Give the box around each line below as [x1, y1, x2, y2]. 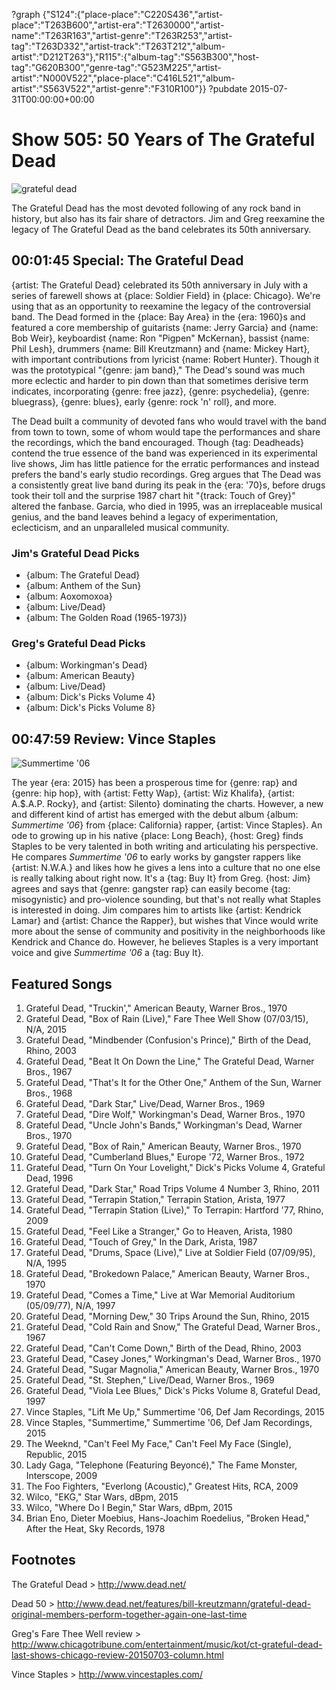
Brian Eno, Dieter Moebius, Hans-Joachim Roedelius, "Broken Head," [25, 1512, 311, 1524]
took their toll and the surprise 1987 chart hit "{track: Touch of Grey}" [11, 489, 296, 501]
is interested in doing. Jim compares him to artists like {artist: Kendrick [11, 904, 302, 916]
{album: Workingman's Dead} [25, 659, 148, 671]
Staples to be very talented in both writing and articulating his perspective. [11, 840, 319, 853]
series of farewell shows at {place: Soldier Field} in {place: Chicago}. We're [11, 289, 321, 301]
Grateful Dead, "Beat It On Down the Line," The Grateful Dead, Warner [25, 1055, 315, 1067]
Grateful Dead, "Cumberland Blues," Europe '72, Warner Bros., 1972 [25, 1150, 305, 1163]
